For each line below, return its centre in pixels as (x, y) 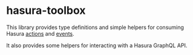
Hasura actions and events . (40, 33)
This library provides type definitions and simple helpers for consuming (95, 27)
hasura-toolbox (46, 11)
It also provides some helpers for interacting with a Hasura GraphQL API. (97, 45)
